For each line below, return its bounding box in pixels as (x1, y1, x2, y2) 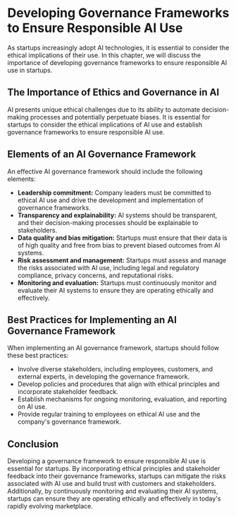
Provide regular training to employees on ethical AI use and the (17, 410, 201, 419)
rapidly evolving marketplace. (7, 502, 94, 511)
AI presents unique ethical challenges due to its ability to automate (7, 105, 201, 114)
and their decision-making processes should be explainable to (17, 218, 199, 227)
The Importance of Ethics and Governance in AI (7, 86, 220, 98)
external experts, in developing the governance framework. (17, 373, 190, 381)
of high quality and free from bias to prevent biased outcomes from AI (17, 240, 221, 249)
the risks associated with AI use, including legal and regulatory (17, 263, 199, 272)
